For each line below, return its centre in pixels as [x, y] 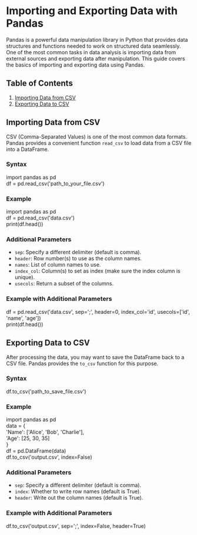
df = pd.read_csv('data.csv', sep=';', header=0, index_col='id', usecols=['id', [98, 311]
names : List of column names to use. [58, 265]
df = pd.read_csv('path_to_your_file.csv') [55, 183]
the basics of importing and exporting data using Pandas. [76, 65]
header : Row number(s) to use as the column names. [78, 258]
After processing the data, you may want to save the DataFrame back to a [95, 357]
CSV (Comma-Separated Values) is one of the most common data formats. [96, 136]
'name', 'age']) [24, 318]
